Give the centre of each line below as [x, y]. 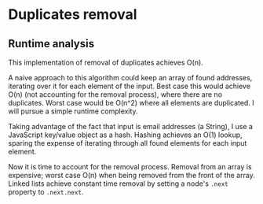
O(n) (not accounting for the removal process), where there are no [115, 95]
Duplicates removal [73, 15]
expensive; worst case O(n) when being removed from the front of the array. [131, 175]
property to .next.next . [46, 192]
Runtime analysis [51, 44]
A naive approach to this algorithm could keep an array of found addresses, [130, 78]
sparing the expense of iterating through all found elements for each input [128, 143]
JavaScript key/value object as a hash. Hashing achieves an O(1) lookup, [125, 135]
